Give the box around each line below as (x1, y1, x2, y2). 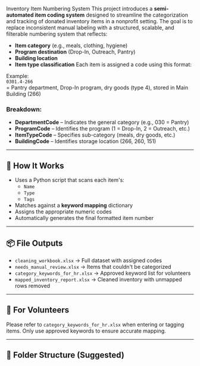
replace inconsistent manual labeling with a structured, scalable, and (6, 24, 174, 31)
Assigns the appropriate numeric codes (14, 208, 112, 215)
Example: (6, 73, 29, 79)
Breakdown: (6, 105, 42, 113)
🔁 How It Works (6, 160, 64, 170)
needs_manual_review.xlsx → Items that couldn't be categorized (14, 263, 171, 270)
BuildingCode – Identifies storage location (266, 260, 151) (14, 138, 157, 145)
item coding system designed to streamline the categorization (35, 11, 189, 18)
